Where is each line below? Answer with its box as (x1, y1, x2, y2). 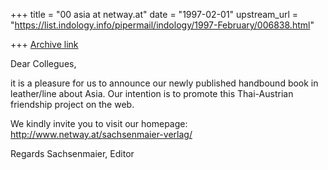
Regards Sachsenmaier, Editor (10, 148, 135, 159)
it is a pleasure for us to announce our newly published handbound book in (10, 77, 319, 89)
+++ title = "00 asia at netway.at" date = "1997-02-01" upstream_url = (10, 9, 299, 20)
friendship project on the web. (10, 99, 135, 110)
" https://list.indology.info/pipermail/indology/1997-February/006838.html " (10, 19, 315, 31)
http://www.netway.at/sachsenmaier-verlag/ (10, 129, 193, 140)
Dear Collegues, (10, 58, 77, 69)
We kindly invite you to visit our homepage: (10, 118, 188, 129)
